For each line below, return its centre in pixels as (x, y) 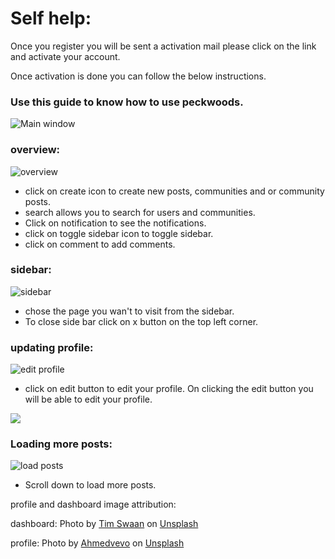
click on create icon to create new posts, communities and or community (174, 191)
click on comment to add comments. (100, 244)
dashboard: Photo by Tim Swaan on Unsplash (104, 524)
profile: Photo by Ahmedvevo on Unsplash (97, 543)
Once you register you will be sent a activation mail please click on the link (163, 46)
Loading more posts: (61, 444)
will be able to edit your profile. (88, 399)
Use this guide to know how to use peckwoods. (127, 102)
